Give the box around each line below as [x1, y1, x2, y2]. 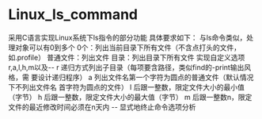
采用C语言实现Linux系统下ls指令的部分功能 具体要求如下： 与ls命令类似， [8, 33, 247, 42]
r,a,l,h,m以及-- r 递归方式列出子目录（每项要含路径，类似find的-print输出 [8, 62, 245, 72]
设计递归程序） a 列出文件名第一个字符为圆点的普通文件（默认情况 [37, 72, 254, 82]
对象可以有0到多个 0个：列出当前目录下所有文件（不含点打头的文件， [14, 42, 241, 52]
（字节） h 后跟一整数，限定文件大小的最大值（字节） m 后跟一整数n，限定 [8, 92, 253, 102]
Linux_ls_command [8, 6, 139, 24]
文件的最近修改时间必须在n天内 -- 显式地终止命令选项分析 [8, 102, 196, 112]
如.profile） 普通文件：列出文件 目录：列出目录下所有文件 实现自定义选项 [8, 52, 245, 62]
